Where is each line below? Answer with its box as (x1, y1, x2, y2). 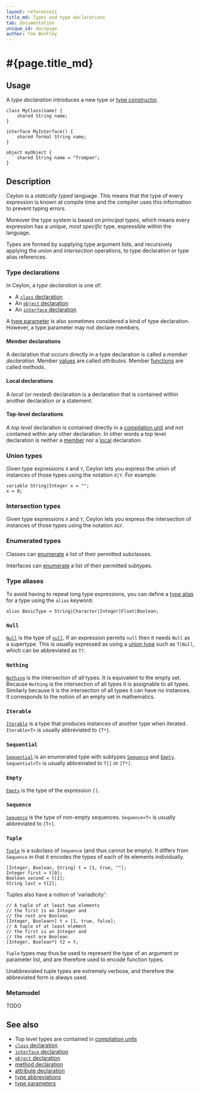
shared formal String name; (17, 134, 87, 140)
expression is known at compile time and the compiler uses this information (6, 198, 192, 205)
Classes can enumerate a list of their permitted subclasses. (6, 550, 152, 557)
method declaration (14, 1061, 63, 1068)
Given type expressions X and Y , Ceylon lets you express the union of (6, 465, 176, 472)
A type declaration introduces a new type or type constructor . (6, 96, 159, 103)
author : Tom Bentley (6, 31, 58, 37)
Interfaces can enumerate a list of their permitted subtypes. (6, 562, 153, 569)
